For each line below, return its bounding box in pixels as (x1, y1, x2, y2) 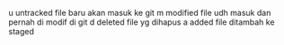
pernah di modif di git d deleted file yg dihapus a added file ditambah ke (8, 17, 275, 27)
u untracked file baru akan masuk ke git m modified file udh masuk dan (8, 8, 271, 18)
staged (8, 26, 35, 36)
